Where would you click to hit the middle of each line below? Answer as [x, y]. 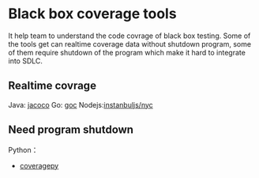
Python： [23, 150]
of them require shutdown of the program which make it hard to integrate [127, 52]
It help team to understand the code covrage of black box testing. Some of [129, 36]
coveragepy [39, 165]
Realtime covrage [53, 86]
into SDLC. [26, 61]
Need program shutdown [71, 130]
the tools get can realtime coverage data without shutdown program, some [129, 44]
